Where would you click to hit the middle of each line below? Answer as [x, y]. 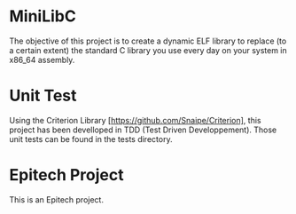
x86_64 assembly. [42, 59]
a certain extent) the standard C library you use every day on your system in [148, 50]
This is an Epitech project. [57, 199]
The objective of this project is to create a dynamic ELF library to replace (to [148, 41]
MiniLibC [43, 16]
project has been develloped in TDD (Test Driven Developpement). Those [143, 130]
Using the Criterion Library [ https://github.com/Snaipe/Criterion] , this [135, 120]
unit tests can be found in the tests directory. [91, 139]
